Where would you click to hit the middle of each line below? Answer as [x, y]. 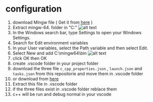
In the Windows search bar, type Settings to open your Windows [77, 32]
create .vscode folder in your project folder [56, 63]
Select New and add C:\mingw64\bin [50, 53]
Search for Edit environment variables [50, 43]
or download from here [35, 79]
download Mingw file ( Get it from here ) [52, 22]
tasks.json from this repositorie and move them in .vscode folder [78, 73]
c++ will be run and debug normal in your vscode [62, 94]
